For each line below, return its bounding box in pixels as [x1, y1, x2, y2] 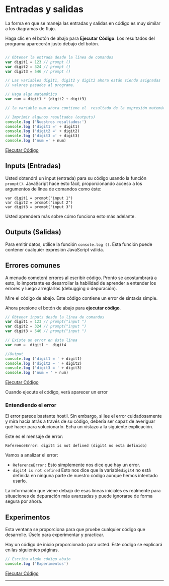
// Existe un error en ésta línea [5, 338, 78, 343]
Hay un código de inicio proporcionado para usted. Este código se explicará [5, 542, 162, 548]
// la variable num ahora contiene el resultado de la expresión [5, 105, 147, 110]
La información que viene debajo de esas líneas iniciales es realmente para [5, 488, 161, 494]
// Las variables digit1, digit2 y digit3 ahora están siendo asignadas [5, 78, 161, 83]
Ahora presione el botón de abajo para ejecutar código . [5, 305, 121, 311]
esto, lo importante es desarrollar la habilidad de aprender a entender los [5, 280, 156, 286]
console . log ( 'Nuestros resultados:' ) [5, 119, 87, 124]
